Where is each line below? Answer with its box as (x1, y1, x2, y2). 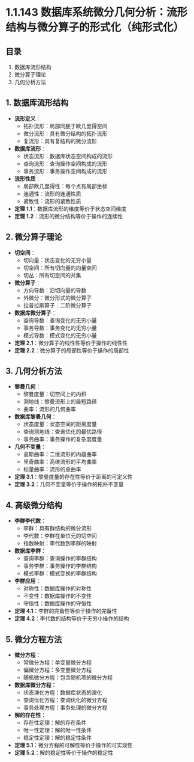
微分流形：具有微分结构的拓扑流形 (23, 130, 108, 137)
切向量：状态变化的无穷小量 (23, 256, 92, 263)
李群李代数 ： (14, 517, 46, 524)
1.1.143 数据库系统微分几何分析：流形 (5, 5, 188, 19)
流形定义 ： (14, 115, 41, 122)
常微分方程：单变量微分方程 (23, 659, 92, 666)
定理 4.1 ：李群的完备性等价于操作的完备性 (14, 607, 117, 615)
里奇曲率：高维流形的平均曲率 (23, 458, 97, 465)
